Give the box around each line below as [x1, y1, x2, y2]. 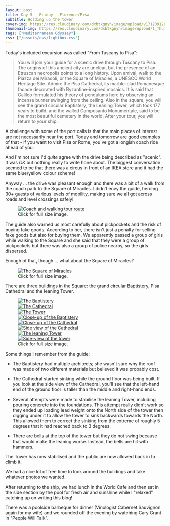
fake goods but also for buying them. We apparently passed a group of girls [5, 232, 163, 238]
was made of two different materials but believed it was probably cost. [12, 366, 160, 372]
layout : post [5, 7, 33, 13]
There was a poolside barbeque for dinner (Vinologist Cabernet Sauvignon [5, 504, 161, 510]
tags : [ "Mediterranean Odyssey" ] [5, 31, 76, 36]
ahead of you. [5, 144, 34, 150]
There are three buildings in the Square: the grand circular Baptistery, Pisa [5, 283, 160, 289]
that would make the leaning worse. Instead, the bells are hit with [12, 438, 148, 444]
